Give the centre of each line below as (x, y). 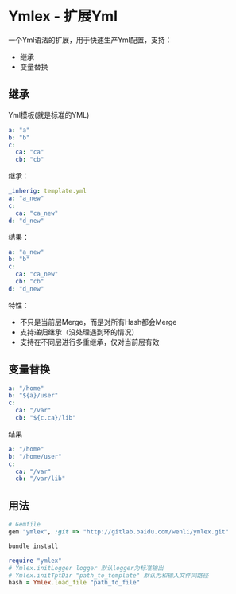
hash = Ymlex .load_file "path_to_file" (74, 583)
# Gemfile (25, 525)
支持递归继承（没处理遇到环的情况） (79, 332)
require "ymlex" (35, 561)
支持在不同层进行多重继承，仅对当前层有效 (89, 342)
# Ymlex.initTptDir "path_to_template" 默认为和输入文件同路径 (108, 575)
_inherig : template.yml (48, 191)
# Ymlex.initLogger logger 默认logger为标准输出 (86, 568)
